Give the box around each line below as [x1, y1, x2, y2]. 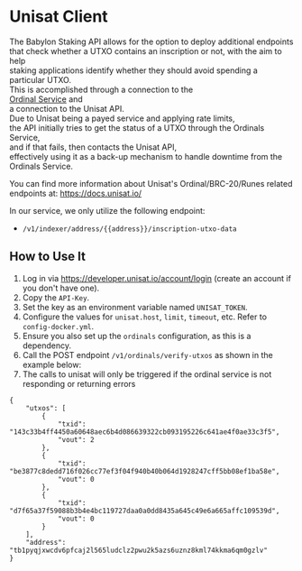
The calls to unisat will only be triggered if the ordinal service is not [22, 368, 272, 380]
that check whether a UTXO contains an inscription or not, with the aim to [9, 45, 282, 56]
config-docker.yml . [22, 320, 95, 331]
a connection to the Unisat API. [9, 103, 124, 114]
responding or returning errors [22, 378, 136, 389]
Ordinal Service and [9, 93, 83, 105]
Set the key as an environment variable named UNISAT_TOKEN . [22, 301, 248, 312]
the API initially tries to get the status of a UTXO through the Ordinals [9, 122, 265, 133]
